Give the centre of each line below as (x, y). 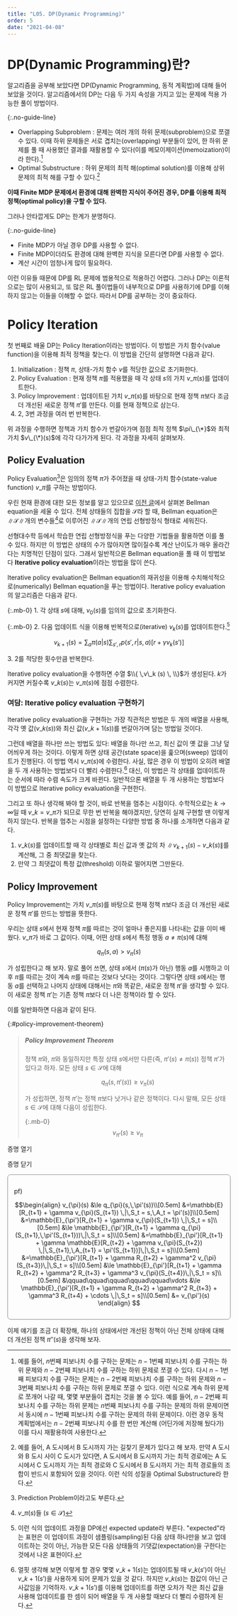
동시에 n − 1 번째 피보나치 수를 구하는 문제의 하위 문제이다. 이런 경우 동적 (124, 1414)
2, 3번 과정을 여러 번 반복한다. (59, 413)
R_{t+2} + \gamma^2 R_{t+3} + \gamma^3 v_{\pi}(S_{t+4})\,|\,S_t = (113, 1272)
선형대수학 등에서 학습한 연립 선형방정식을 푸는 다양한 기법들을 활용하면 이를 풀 (116, 535)
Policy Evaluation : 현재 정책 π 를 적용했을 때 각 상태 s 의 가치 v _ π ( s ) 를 (114, 378)
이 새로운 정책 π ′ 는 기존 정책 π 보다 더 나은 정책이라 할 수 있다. (92, 995)
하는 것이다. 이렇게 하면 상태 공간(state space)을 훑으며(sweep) (120, 753)
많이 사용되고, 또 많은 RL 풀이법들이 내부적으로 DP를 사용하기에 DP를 (121, 286)
